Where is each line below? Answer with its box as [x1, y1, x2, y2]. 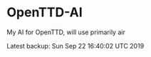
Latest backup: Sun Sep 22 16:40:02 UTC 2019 [6, 41, 145, 50]
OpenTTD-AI [6, 4, 83, 21]
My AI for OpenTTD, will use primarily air [6, 28, 125, 36]
